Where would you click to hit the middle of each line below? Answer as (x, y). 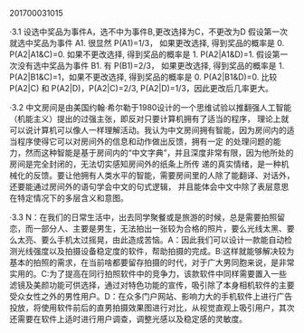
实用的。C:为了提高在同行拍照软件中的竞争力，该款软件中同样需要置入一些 (148, 274)
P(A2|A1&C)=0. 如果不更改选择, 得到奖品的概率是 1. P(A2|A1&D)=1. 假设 (141, 54)
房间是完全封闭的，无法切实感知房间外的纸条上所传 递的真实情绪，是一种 (145, 164)
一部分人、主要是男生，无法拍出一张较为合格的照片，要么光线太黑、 (160, 228)
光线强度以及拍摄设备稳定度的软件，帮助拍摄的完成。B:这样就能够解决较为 (156, 251)
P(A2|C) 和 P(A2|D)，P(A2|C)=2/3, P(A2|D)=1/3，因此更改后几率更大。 (142, 88)
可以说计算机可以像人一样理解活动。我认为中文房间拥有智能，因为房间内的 (148, 130)
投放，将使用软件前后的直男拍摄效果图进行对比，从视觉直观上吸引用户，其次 (152, 308)
